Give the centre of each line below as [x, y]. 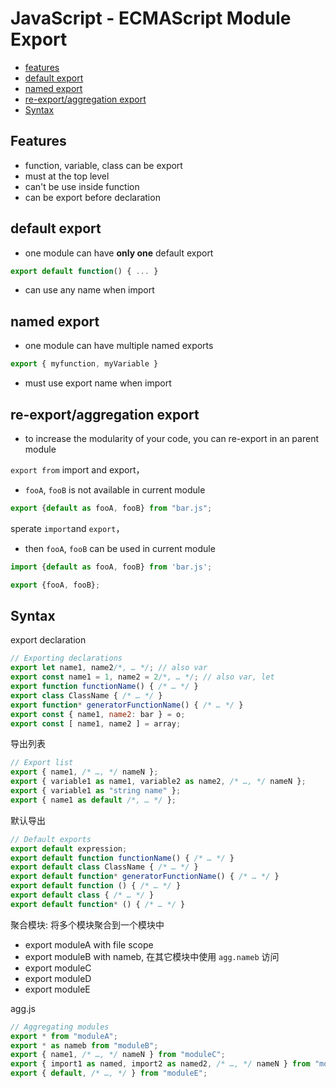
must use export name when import [98, 383]
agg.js [23, 1008]
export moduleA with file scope [89, 944]
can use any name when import [89, 290]
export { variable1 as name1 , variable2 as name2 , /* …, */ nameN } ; [158, 782]
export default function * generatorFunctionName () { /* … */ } [145, 877]
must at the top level [67, 176]
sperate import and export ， [67, 528]
